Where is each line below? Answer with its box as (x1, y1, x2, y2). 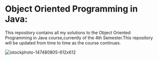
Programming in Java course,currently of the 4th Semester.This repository (5, 35, 153, 41)
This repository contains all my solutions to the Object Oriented (5, 30, 131, 35)
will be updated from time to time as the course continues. (5, 40, 121, 45)
